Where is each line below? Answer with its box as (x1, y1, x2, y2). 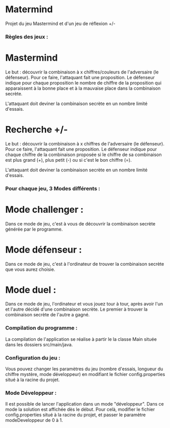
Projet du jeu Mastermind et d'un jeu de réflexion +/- (5, 20, 116, 27)
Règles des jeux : (5, 33, 48, 40)
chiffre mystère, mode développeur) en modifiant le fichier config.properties (5, 371, 165, 377)
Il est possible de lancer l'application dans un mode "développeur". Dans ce (5, 401, 164, 407)
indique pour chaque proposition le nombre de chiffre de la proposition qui (5, 80, 162, 86)
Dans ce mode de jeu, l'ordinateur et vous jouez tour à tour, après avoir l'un (5, 301, 163, 307)
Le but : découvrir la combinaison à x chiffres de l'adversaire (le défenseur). (5, 140, 164, 146)
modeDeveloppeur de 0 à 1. (5, 417, 63, 423)
